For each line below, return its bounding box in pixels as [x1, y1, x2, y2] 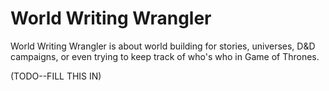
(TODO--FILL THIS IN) [10, 70, 102, 82]
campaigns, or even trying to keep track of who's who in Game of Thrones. [10, 50, 320, 62]
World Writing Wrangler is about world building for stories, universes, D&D [10, 40, 316, 52]
